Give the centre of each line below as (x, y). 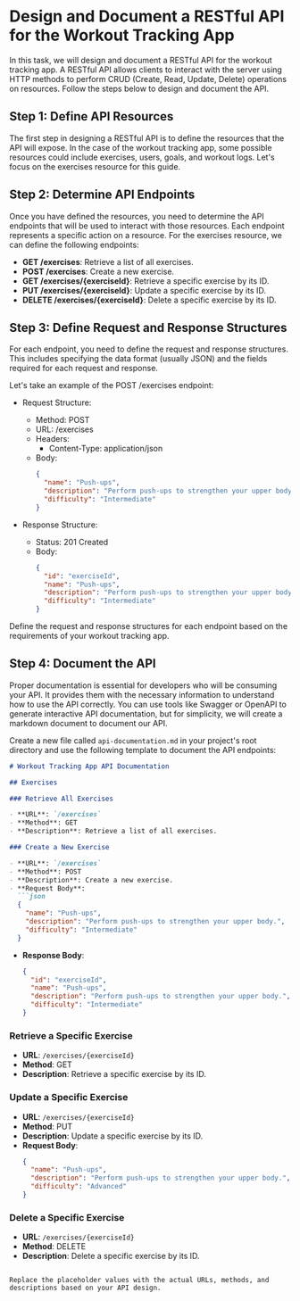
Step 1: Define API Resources (92, 116)
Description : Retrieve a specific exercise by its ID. (114, 1074)
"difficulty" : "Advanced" (79, 1187)
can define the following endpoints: (75, 244)
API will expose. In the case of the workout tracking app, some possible (141, 147)
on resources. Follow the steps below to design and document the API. (139, 88)
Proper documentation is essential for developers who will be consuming (143, 685)
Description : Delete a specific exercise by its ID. (111, 1256)
